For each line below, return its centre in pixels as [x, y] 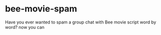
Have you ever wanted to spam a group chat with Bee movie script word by [81, 22]
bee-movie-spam [41, 9]
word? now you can [25, 27]
